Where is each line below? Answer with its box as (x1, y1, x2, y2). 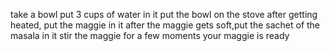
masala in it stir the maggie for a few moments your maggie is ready (10, 30, 290, 41)
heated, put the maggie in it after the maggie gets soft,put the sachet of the (10, 19, 321, 31)
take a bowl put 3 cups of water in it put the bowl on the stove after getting (10, 9, 318, 20)
